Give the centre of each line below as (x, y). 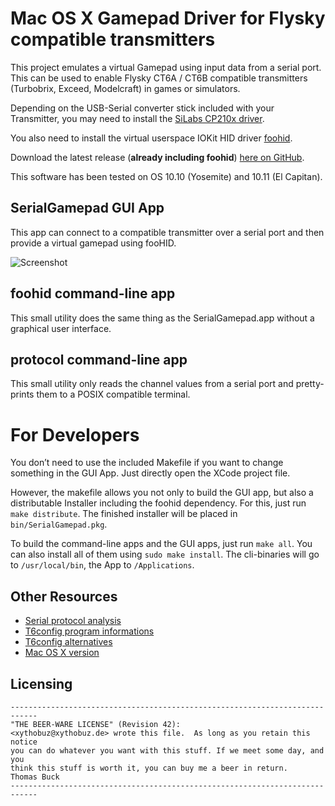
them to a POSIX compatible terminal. (113, 394)
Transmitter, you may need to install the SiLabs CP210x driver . (137, 118)
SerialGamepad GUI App (87, 208)
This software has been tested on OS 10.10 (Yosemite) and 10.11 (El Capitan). (166, 176)
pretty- (310, 384)
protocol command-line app (99, 359)
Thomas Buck (35, 777)
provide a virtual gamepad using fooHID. (93, 243)
